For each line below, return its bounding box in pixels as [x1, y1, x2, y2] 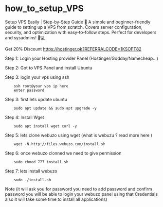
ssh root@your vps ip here [14, 84, 69, 88]
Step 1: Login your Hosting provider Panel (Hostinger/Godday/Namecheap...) [5, 55, 159, 61]
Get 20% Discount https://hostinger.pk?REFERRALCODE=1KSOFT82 [5, 46, 142, 52]
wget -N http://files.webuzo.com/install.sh [14, 141, 106, 146]
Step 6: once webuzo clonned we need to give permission [5, 150, 122, 156]
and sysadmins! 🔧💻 [5, 34, 45, 40]
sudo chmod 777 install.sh [14, 159, 69, 164]
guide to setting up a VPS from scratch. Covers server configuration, [5, 24, 143, 30]
